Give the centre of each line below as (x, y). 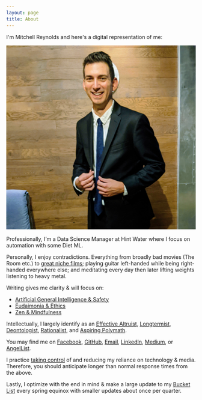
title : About (23, 19)
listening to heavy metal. (37, 276)
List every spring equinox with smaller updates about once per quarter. (94, 390)
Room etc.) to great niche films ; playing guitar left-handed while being (93, 263)
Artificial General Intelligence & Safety (62, 299)
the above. (20, 372)
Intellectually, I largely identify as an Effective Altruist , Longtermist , (89, 324)
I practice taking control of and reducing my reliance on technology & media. (101, 360)
